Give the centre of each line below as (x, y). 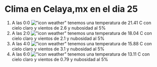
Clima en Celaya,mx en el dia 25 (71, 9)
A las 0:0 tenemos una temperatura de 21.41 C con (81, 23)
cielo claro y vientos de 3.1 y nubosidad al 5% (58, 49)
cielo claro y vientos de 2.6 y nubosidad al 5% (59, 28)
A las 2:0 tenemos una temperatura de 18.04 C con (82, 33)
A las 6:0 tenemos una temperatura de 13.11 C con (81, 54)
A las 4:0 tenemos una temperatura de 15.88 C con (82, 43)
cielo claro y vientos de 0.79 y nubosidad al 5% (60, 59)
